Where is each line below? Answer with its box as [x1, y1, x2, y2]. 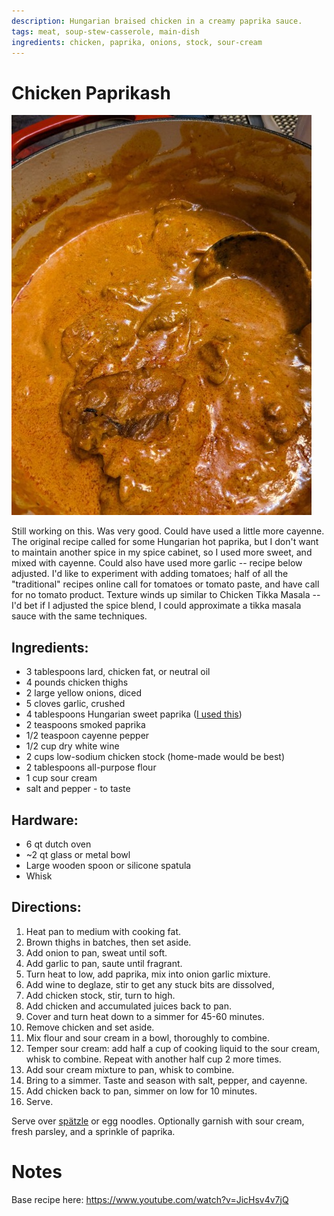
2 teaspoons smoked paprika [25, 719, 146, 731]
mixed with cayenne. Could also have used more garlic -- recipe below [11, 557, 303, 569]
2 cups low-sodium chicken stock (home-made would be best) [25, 751, 286, 763]
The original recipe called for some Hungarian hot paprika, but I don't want [11, 536, 319, 548]
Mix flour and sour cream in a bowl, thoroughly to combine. [25, 1031, 271, 1044]
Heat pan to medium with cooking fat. [25, 925, 182, 937]
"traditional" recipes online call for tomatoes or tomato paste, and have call [11, 578, 320, 590]
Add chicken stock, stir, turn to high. [25, 989, 176, 1001]
